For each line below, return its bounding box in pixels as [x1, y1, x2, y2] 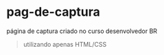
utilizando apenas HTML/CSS [23, 40, 107, 48]
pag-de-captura [6, 4, 101, 20]
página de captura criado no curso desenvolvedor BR [6, 27, 158, 35]
